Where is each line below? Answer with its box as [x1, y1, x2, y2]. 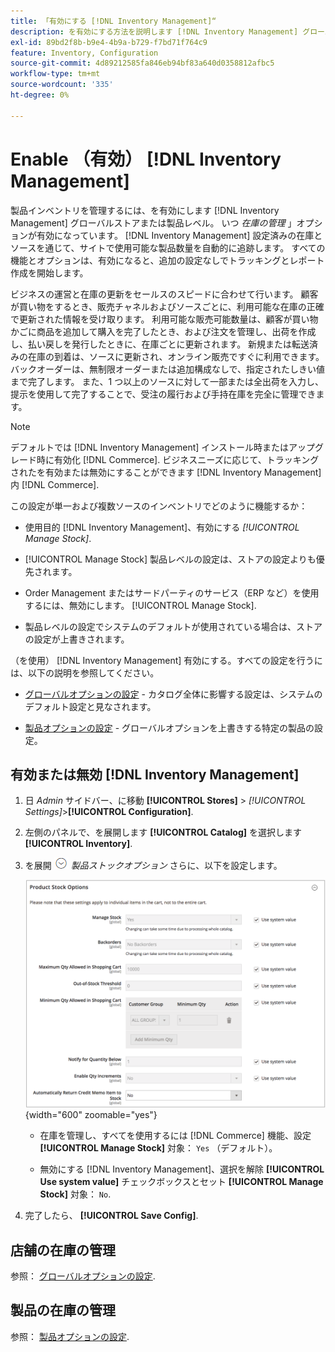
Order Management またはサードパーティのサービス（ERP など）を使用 [24, 586, 320, 599]
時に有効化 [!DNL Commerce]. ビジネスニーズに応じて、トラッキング [36, 453, 320, 465]
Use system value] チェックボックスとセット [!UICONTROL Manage [39, 1176, 324, 1188]
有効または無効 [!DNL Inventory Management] [10, 766, 300, 783]
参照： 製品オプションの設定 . [10, 1330, 130, 1342]
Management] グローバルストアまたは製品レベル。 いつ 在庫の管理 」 [10, 216, 297, 229]
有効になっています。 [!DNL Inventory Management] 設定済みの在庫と [36, 229, 323, 241]
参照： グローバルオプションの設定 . [10, 1270, 156, 1282]
